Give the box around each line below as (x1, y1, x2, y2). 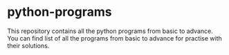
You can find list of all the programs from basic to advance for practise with (7, 34, 223, 42)
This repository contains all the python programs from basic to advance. (7, 27, 213, 35)
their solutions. (7, 41, 50, 49)
